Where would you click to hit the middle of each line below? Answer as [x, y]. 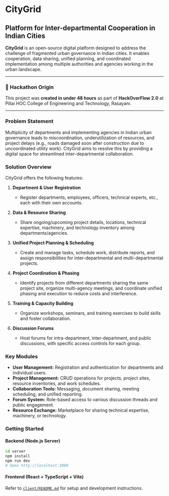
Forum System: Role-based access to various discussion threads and [85, 400]
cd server [16, 452]
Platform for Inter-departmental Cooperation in [80, 28]
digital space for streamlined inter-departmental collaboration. [70, 154]
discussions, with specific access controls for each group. [80, 343]
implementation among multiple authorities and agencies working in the [79, 64]
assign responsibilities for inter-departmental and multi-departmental [92, 258]
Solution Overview [28, 167]
